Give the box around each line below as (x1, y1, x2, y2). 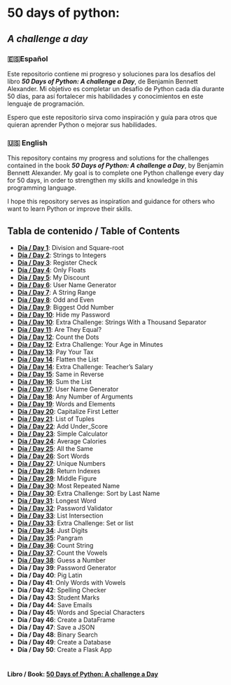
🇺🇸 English (7, 138, 48, 148)
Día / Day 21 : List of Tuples (17, 415, 94, 423)
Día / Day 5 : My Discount (17, 273, 90, 282)
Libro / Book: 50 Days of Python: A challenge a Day (7, 670, 159, 679)
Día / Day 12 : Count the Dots (17, 333, 99, 341)
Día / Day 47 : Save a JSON (17, 623, 95, 631)
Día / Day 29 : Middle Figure (17, 474, 97, 483)
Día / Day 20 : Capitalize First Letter (17, 407, 119, 415)
